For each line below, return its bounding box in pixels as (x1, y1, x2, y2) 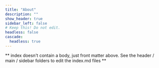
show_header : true (5, 16, 43, 21)
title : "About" (5, 7, 36, 12)
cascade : (5, 35, 23, 40)
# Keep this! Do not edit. (5, 25, 61, 30)
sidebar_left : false (5, 21, 48, 26)
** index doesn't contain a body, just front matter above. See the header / (5, 52, 154, 58)
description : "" (5, 12, 38, 17)
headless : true (9, 39, 41, 44)
